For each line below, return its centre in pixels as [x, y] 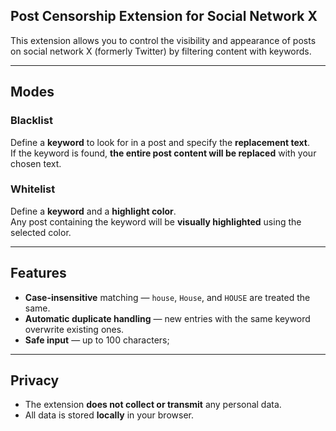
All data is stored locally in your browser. [109, 415]
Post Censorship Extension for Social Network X [164, 16]
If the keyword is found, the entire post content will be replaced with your [163, 153]
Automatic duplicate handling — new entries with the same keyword [167, 318]
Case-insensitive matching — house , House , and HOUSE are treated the [167, 297]
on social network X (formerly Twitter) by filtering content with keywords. [161, 51]
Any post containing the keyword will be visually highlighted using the [156, 221]
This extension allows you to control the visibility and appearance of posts [163, 40]
